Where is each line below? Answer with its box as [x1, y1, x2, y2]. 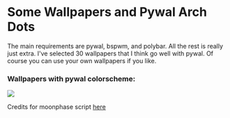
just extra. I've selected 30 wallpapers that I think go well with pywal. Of [7, 49, 214, 58]
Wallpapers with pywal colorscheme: [7, 74, 136, 83]
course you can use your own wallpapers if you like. [7, 56, 157, 65]
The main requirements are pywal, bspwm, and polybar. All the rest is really [7, 42, 224, 50]
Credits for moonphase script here [7, 103, 106, 111]
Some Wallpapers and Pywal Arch [7, 4, 208, 20]
